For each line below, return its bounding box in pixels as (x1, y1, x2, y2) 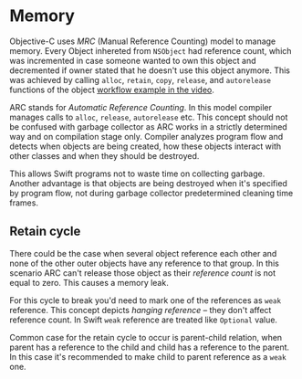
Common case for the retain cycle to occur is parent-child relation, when (9, 332, 283, 342)
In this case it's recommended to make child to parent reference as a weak (9, 351, 286, 362)
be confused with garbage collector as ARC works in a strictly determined (9, 121, 287, 132)
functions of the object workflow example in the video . (9, 84, 214, 95)
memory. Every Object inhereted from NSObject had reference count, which (9, 45, 292, 56)
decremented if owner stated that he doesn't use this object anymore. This (9, 65, 290, 76)
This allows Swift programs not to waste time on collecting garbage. (9, 168, 266, 179)
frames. (9, 197, 39, 208)
